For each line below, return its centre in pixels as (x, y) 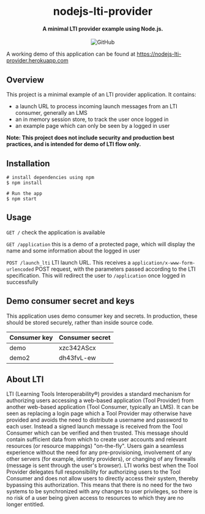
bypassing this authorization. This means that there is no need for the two (99, 485)
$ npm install (24, 183)
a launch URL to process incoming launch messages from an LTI (96, 106)
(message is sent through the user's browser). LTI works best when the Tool (102, 466)
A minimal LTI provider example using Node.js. (103, 29)
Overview (25, 80)
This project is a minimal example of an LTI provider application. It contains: (102, 95)
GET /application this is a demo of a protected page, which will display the (101, 244)
